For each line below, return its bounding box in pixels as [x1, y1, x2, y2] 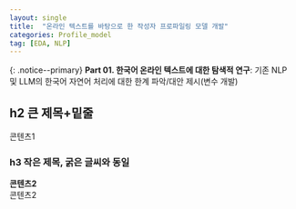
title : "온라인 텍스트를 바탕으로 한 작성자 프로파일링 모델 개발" [9, 22, 230, 31]
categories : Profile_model [9, 30, 112, 39]
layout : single [9, 13, 67, 23]
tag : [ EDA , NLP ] [9, 38, 71, 48]
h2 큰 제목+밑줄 [9, 105, 94, 121]
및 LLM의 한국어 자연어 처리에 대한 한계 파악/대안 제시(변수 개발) [9, 76, 239, 87]
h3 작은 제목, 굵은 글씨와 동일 [9, 155, 130, 168]
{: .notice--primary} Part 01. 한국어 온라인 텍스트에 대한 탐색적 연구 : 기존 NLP [9, 65, 288, 75]
